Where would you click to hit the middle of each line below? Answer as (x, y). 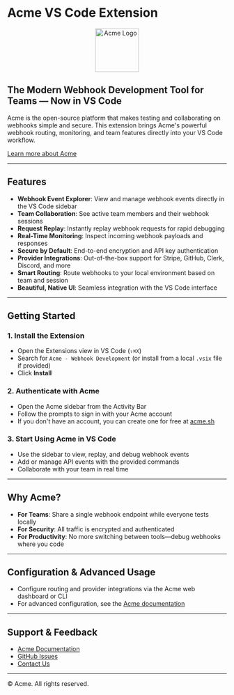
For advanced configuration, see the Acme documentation (101, 604)
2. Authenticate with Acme (53, 391)
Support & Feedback (53, 632)
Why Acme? (34, 498)
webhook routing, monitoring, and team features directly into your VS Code (115, 132)
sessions (30, 221)
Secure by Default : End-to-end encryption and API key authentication (118, 250)
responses (32, 243)
